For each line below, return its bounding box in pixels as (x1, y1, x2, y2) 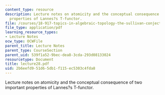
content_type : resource (5, 7, 54, 12)
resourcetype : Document (5, 57, 54, 62)
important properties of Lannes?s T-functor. (5, 85, 94, 90)
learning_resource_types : (5, 30, 58, 35)
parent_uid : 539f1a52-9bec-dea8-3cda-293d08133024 (5, 52, 111, 57)
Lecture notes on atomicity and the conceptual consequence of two (5, 79, 142, 85)
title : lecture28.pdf (5, 61, 50, 66)
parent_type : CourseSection (5, 48, 63, 53)
